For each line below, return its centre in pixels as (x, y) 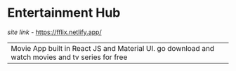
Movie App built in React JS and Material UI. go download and (113, 48)
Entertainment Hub (64, 13)
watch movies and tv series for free (69, 57)
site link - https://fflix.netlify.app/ (54, 32)
